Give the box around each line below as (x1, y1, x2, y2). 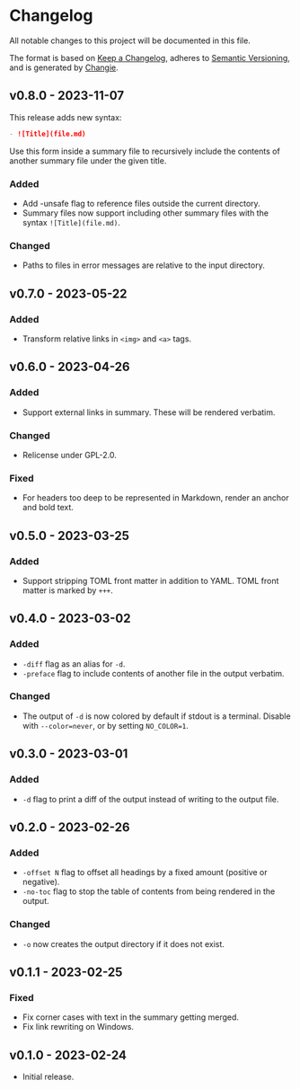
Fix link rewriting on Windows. (22, 1022, 135, 1032)
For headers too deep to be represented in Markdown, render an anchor (22, 492, 289, 503)
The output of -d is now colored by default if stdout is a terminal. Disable (22, 711, 291, 722)
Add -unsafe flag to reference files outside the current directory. (22, 198, 260, 208)
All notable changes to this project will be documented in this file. (9, 35, 251, 46)
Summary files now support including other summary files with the (22, 208, 269, 218)
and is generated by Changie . (9, 62, 119, 73)
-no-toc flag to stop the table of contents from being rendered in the (22, 886, 276, 897)
